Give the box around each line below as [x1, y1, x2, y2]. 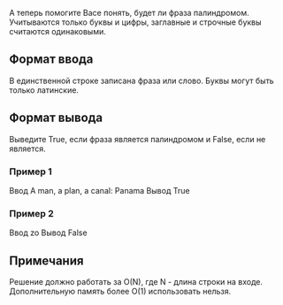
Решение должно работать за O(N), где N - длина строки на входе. [9, 277, 264, 287]
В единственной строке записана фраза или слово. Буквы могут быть [9, 75, 274, 86]
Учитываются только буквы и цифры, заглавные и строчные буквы [9, 17, 263, 27]
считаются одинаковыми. [9, 27, 106, 36]
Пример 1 [9, 165, 52, 178]
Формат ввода [9, 52, 94, 67]
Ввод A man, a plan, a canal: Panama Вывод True [9, 185, 190, 195]
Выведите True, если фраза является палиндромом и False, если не [9, 133, 266, 144]
